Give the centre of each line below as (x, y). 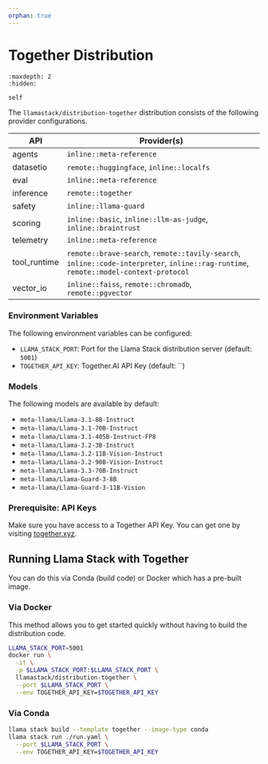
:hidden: (23, 84)
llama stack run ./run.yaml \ (59, 737)
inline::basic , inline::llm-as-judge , (138, 219)
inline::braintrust (104, 228)
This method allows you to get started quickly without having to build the (128, 625)
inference (30, 193)
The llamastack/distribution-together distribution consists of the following (134, 112)
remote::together (100, 193)
